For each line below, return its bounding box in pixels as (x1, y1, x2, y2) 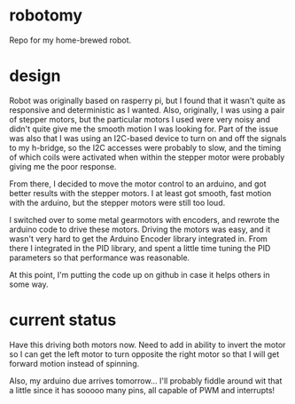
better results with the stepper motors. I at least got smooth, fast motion (9, 187, 272, 198)
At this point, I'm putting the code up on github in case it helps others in (9, 269, 270, 280)
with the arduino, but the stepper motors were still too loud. (9, 197, 226, 208)
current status (9, 310, 117, 330)
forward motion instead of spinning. (9, 358, 140, 368)
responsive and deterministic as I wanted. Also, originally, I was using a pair (9, 104, 285, 115)
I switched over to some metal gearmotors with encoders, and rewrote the (9, 214, 280, 225)
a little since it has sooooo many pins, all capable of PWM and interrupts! (9, 384, 276, 395)
